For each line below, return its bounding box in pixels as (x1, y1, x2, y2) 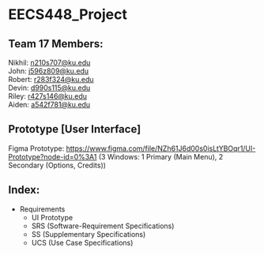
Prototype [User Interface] (8, 122, 141, 136)
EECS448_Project (8, 6, 128, 24)
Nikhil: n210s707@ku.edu (8, 58, 91, 67)
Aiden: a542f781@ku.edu (8, 100, 91, 109)
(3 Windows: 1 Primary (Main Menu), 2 (98, 152, 224, 161)
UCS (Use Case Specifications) (31, 238, 134, 247)
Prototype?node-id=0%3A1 (8, 152, 97, 161)
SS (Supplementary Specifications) (31, 229, 146, 238)
